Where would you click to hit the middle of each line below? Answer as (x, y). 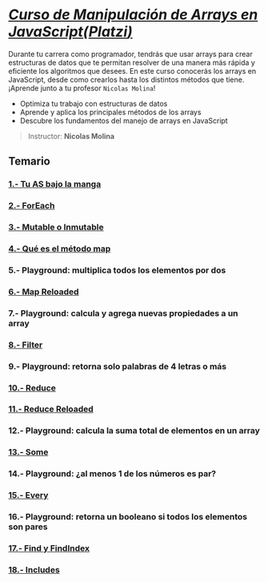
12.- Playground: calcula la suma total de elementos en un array (134, 430)
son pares (28, 527)
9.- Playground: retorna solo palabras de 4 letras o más (118, 366)
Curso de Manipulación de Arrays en (133, 15)
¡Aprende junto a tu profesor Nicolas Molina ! (82, 88)
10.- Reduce (32, 388)
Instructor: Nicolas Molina (71, 136)
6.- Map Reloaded (44, 292)
